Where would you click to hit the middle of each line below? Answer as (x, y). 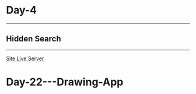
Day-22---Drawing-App (65, 82)
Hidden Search (34, 39)
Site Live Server (25, 58)
